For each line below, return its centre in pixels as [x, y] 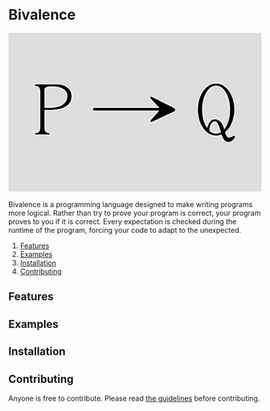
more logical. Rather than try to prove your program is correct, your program [135, 213]
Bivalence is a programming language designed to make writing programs [131, 204]
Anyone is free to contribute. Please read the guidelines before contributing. [134, 398]
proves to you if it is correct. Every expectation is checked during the [123, 221]
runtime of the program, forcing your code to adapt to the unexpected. [125, 230]
